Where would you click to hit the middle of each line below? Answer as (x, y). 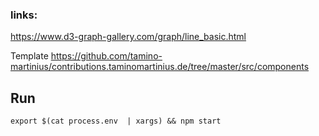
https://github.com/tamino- (106, 56)
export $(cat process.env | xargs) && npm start (116, 121)
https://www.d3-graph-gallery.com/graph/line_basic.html (128, 37)
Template (29, 56)
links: (24, 15)
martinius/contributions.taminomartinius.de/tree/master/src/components (160, 67)
